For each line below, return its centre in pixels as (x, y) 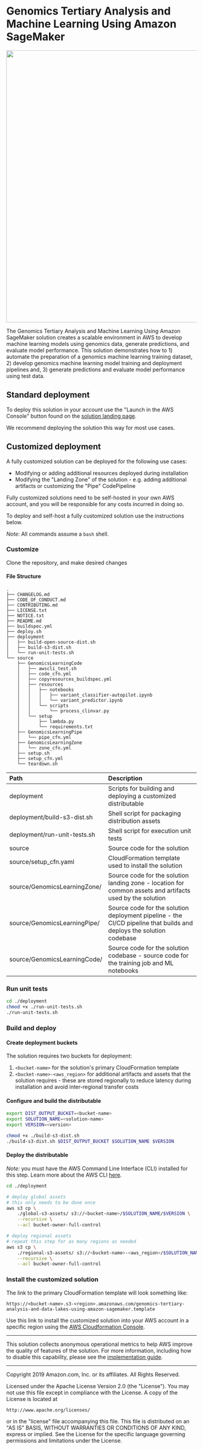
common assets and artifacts (149, 891)
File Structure (24, 576)
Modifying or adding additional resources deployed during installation (101, 473)
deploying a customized (142, 796)
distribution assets (134, 821)
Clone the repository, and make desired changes (67, 562)
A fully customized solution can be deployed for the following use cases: (97, 461)
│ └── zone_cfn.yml (44, 748)
